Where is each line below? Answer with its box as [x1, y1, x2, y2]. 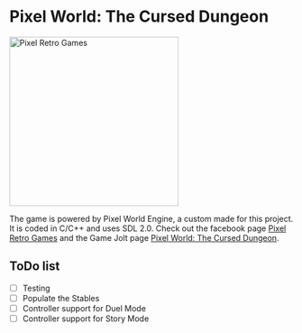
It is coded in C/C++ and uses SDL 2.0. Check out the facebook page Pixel [9, 223, 287, 234]
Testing [22, 282, 51, 293]
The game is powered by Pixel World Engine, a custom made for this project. [9, 213, 294, 224]
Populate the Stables [22, 292, 100, 303]
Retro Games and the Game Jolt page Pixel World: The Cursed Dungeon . [9, 232, 279, 243]
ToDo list [9, 259, 60, 274]
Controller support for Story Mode [22, 313, 150, 324]
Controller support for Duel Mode [22, 302, 147, 313]
